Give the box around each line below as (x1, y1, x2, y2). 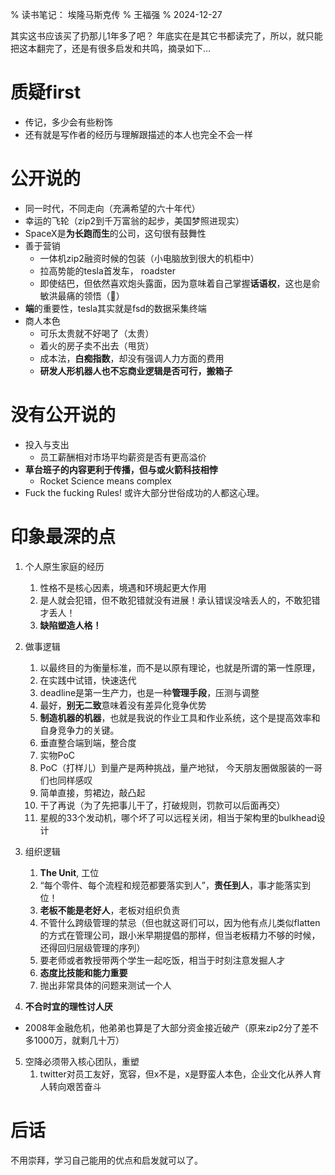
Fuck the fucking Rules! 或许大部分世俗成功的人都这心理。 (24, 486, 265, 498)
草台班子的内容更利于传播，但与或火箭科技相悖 (24, 463, 218, 475)
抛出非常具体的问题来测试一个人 (39, 979, 172, 991)
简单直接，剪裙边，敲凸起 (39, 786, 146, 798)
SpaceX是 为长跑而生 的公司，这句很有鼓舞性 (24, 227, 207, 239)
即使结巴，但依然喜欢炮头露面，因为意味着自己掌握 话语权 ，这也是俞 (39, 277, 321, 289)
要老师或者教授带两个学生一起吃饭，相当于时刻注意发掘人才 (39, 954, 286, 966)
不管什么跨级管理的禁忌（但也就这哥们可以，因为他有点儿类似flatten (39, 916, 321, 928)
